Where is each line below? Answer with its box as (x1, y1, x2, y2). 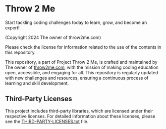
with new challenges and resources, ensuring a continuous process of (5, 75, 149, 81)
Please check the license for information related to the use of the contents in (5, 44, 162, 50)
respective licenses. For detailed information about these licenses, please (5, 113, 156, 119)
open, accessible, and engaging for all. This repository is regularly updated (5, 69, 159, 75)
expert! (5, 24, 20, 30)
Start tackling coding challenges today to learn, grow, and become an (5, 19, 147, 25)
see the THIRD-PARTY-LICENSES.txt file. (5, 118, 89, 125)
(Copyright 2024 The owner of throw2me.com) (5, 34, 102, 40)
